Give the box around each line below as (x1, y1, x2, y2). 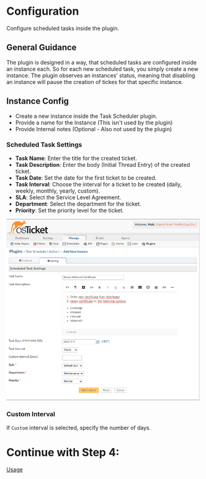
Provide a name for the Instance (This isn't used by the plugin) (15, 118, 173, 126)
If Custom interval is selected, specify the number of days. (6, 424, 151, 431)
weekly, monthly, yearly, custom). (15, 187, 100, 194)
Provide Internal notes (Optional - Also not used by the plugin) (15, 125, 172, 132)
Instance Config (6, 96, 69, 107)
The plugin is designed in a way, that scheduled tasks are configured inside (6, 58, 197, 66)
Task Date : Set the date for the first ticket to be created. (15, 174, 157, 182)
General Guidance (6, 42, 77, 53)
